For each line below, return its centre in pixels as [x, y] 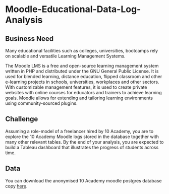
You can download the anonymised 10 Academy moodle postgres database [83, 180]
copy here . [16, 186]
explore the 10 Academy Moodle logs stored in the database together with [82, 137]
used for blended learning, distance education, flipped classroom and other [84, 76]
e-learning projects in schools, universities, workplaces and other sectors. [82, 82]
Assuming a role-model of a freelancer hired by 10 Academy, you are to [79, 131]
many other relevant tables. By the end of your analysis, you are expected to [84, 142]
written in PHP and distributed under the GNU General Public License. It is [82, 71]
